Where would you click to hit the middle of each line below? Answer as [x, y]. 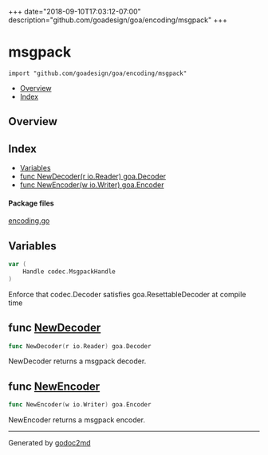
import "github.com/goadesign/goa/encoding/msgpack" [98, 73]
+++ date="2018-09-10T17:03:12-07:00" [75, 12]
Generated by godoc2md [49, 443]
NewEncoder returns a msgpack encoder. [77, 420]
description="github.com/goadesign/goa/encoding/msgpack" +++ [118, 20]
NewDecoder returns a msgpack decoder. [77, 361]
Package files [31, 203]
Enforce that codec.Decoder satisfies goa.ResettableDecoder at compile [127, 294]
